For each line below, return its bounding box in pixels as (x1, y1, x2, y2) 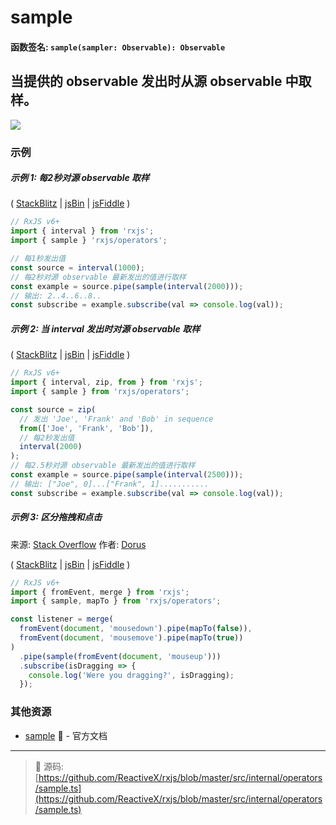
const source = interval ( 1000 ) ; (10, 262, 145, 273)
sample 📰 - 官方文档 (24, 729, 108, 741)
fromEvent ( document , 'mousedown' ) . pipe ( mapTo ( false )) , (19, 624, 253, 634)
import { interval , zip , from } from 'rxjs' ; (10, 377, 203, 388)
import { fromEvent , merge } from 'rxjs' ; (10, 587, 190, 597)
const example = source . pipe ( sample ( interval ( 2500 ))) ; (10, 470, 244, 480)
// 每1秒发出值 (10, 254, 67, 264)
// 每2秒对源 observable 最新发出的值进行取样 (10, 272, 187, 282)
